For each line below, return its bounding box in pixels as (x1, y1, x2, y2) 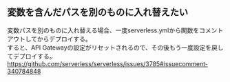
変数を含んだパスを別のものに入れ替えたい (7, 6, 188, 19)
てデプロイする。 (7, 52, 56, 60)
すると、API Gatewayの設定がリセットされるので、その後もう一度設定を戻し (7, 43, 224, 52)
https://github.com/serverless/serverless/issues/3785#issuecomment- (7, 59, 209, 68)
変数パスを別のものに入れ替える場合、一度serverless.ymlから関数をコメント (7, 26, 224, 34)
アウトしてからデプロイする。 (7, 34, 92, 43)
